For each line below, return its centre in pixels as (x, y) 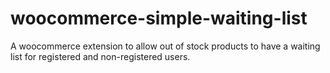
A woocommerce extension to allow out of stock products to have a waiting (165, 46)
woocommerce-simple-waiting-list (159, 18)
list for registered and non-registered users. (100, 56)
